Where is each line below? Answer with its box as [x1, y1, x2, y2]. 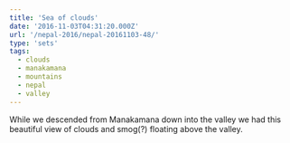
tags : [9, 47, 30, 56]
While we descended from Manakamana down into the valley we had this [9, 114, 282, 125]
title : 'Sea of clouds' [9, 13, 99, 23]
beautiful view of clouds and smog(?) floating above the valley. [9, 123, 243, 134]
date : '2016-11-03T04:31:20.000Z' [9, 22, 140, 31]
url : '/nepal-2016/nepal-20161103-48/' [9, 30, 160, 39]
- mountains [17, 72, 63, 81]
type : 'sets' [9, 38, 59, 48]
